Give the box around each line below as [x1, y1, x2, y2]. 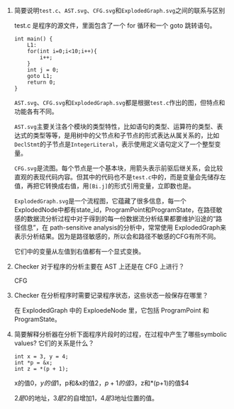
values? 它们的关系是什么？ [13, 339, 94, 347]
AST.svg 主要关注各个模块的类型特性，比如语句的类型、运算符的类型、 [13, 123, 217, 130]
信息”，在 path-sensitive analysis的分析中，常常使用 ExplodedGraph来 [20, 223, 227, 232]
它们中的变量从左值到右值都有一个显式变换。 [13, 247, 145, 255]
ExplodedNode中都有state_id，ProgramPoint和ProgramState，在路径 [13, 206, 216, 214]
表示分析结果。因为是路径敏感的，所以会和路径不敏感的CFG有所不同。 [13, 232, 220, 240]
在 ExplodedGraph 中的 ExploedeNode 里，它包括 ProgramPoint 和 [13, 306, 209, 314]
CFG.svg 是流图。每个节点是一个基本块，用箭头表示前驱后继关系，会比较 [13, 164, 223, 172]
